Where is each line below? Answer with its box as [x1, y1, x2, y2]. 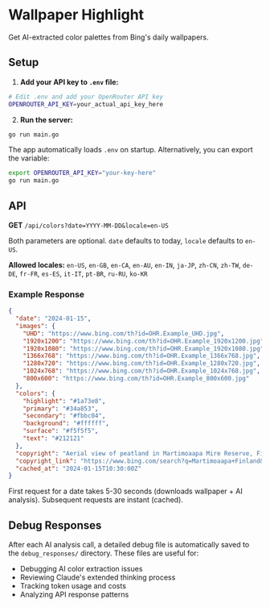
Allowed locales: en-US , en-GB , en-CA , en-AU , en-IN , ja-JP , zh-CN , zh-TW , [8, 260, 241, 269]
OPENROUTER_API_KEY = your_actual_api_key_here [8, 100, 163, 108]
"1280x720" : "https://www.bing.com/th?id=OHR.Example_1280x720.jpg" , [22, 360, 261, 368]
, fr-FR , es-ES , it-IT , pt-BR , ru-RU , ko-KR [15, 268, 149, 278]
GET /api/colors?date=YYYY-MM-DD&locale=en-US [8, 220, 169, 230]
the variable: [8, 153, 50, 163]
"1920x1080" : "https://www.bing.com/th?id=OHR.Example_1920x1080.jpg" [22, 344, 264, 352]
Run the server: [19, 114, 74, 124]
